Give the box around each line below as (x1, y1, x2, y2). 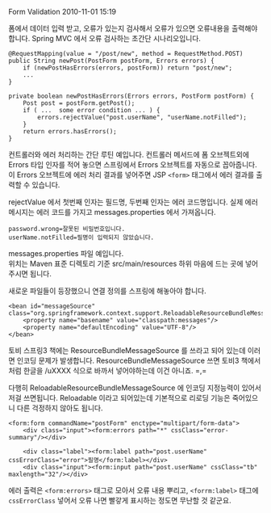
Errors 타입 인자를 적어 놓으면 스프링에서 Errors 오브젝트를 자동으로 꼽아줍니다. (8, 160, 257, 169)
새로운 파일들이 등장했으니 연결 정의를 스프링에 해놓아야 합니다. (8, 286, 207, 296)
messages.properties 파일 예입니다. (8, 249, 124, 258)
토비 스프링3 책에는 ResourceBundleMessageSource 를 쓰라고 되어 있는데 (8, 346, 246, 355)
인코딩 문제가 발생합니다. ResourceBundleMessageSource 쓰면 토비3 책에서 (16, 355, 261, 365)
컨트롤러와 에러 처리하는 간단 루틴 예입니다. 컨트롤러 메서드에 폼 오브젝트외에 (8, 149, 250, 159)
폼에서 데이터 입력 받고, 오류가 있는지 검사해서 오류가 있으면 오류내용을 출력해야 (8, 23, 258, 33)
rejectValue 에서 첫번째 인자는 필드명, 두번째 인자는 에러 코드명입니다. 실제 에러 (8, 197, 258, 207)
